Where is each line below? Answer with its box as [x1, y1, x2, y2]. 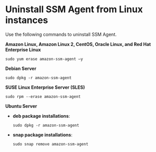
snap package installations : [12, 132, 73, 138]
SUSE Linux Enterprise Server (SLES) [5, 84, 85, 90]
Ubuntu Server [5, 103, 37, 109]
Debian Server [5, 65, 37, 71]
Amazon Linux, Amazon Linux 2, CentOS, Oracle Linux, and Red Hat [5, 41, 151, 47]
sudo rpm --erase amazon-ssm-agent [5, 94, 81, 99]
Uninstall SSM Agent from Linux [5, 4, 143, 15]
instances [5, 14, 48, 26]
